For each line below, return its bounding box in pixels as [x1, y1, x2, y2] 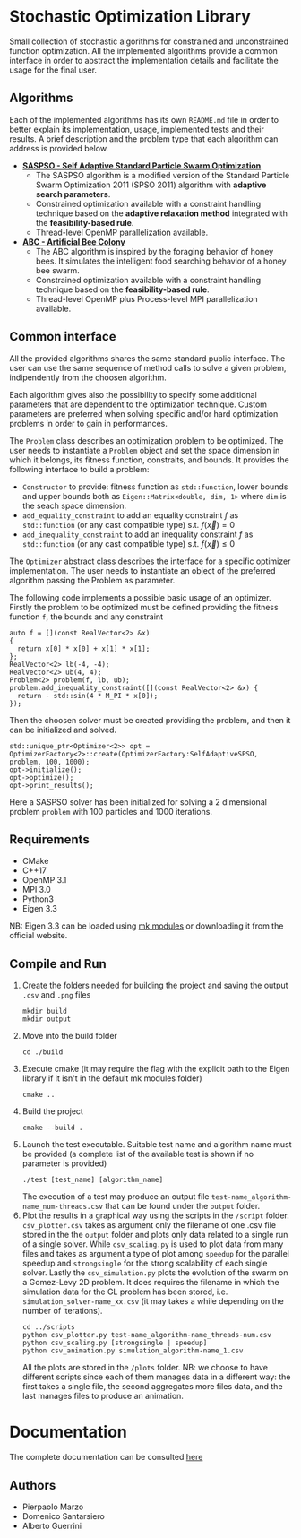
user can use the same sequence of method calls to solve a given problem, [9, 362, 287, 373]
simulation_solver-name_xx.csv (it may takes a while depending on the [21, 1296, 284, 1307]
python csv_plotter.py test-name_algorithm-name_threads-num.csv [21, 1331, 271, 1340]
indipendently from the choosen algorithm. [9, 372, 168, 383]
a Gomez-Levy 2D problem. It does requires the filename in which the [21, 1277, 279, 1288]
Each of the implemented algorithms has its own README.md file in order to [9, 114, 279, 125]
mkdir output [21, 1015, 72, 1024]
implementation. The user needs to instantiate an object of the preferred [9, 565, 276, 575]
